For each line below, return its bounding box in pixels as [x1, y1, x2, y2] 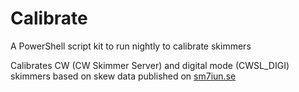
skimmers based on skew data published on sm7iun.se [10, 70, 237, 82]
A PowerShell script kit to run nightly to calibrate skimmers [10, 40, 252, 52]
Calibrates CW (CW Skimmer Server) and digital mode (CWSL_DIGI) [10, 59, 290, 71]
